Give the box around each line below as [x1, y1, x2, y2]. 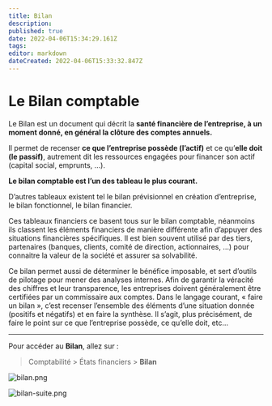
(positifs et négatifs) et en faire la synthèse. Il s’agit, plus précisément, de [8, 309, 253, 318]
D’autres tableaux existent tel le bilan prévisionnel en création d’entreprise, [8, 191, 257, 201]
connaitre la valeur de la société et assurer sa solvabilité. [8, 250, 198, 260]
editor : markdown [8, 49, 67, 58]
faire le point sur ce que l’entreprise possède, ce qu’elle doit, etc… [8, 318, 229, 327]
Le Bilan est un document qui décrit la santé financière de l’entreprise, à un [8, 118, 262, 128]
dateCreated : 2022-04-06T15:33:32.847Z [8, 58, 143, 66]
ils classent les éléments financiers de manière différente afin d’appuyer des [8, 224, 263, 234]
